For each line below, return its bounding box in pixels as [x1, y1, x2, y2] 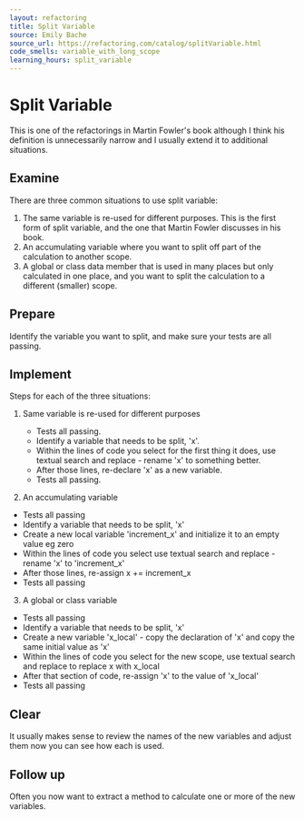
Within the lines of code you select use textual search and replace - [22, 548, 276, 560]
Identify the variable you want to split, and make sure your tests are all [9, 330, 272, 341]
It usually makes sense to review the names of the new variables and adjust [9, 731, 292, 742]
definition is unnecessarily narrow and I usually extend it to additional [9, 134, 269, 146]
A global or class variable [22, 595, 118, 606]
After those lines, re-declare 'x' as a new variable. [35, 465, 222, 476]
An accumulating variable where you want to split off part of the [22, 241, 261, 252]
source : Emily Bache [9, 30, 88, 39]
